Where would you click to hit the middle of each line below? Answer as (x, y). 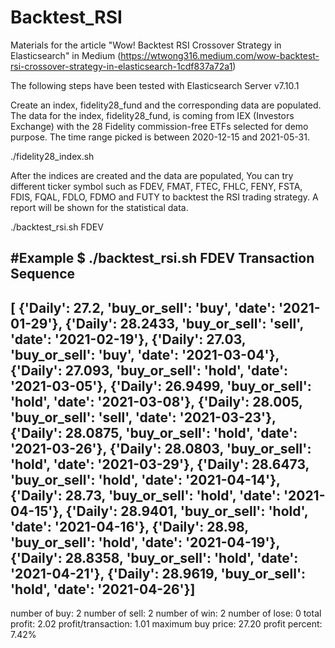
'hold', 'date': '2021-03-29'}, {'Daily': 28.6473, (160, 464)
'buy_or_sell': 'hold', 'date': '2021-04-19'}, (145, 542)
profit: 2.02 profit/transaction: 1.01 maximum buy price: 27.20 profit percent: (166, 624)
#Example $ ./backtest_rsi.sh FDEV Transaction (162, 258)
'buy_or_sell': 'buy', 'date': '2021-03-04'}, (145, 354)
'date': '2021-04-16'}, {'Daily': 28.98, (129, 526)
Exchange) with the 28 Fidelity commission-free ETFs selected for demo (159, 126)
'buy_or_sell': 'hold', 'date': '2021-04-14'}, (145, 479)
